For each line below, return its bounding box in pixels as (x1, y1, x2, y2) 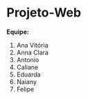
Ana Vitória (16, 41, 49, 49)
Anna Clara (16, 48, 49, 57)
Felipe (16, 85, 35, 93)
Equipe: (6, 28, 29, 36)
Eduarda (16, 70, 41, 79)
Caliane (16, 63, 39, 71)
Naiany (16, 77, 37, 86)
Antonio (16, 55, 39, 63)
